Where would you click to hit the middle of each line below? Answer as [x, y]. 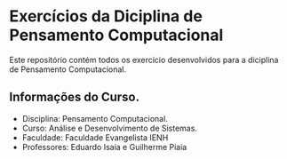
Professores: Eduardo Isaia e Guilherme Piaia [104, 147]
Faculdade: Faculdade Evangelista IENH [95, 137]
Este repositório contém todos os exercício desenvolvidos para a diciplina [144, 60]
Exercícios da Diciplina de [106, 16]
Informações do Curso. [75, 97]
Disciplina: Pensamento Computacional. [95, 118]
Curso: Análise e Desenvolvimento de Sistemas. [110, 128]
